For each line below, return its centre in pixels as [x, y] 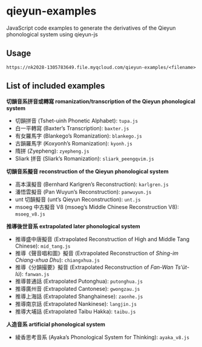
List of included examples [56, 86]
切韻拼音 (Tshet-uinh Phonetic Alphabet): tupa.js [76, 121]
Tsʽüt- [182, 267]
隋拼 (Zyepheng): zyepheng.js [52, 151]
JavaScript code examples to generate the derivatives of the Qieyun [91, 28]
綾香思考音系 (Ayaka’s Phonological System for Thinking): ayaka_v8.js [102, 337]
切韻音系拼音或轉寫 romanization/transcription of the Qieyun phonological [101, 101]
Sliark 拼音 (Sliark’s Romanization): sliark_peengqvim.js [84, 158]
